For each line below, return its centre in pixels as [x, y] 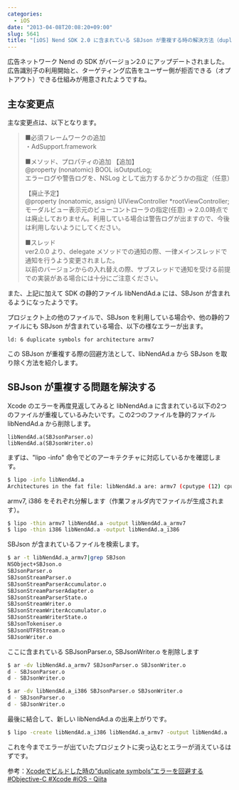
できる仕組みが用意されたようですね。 [94, 80]
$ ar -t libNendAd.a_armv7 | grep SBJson [67, 558]
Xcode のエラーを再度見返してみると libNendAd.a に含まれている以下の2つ [117, 406]
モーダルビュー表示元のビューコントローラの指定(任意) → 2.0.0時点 [123, 209]
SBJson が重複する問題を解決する [82, 388]
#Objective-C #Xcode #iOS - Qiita [57, 779]
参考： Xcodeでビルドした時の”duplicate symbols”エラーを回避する [106, 771]
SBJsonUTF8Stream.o [36, 631]
